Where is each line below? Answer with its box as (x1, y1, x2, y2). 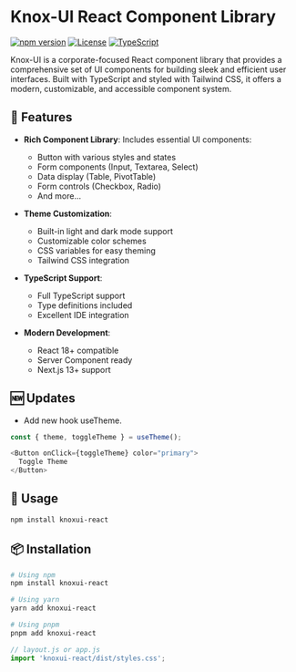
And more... (36, 190, 81, 202)
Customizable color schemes (36, 235, 147, 246)
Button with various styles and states (36, 151, 177, 162)
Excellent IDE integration (36, 309, 130, 320)
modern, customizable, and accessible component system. (10, 83, 232, 94)
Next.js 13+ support (36, 364, 112, 375)
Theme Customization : (23, 208, 113, 219)
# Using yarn (10, 595, 60, 605)
